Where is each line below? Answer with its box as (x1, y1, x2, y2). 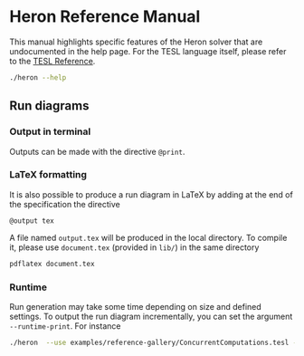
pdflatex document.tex (9, 259, 95, 268)
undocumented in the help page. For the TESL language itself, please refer (9, 45, 287, 56)
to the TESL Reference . (9, 55, 96, 66)
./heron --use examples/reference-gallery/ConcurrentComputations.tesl (9, 338, 290, 347)
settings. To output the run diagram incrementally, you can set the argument (9, 311, 293, 322)
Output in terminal (9, 125, 91, 138)
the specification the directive (9, 198, 120, 209)
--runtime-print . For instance (9, 320, 121, 332)
